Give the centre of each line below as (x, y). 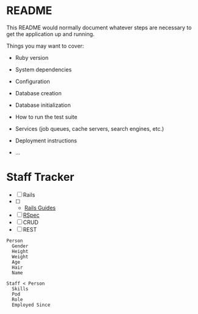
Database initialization (43, 105)
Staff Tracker (40, 177)
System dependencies (43, 69)
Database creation (38, 93)
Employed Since (31, 305)
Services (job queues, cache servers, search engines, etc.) (90, 128)
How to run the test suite (46, 117)
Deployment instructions (46, 141)
